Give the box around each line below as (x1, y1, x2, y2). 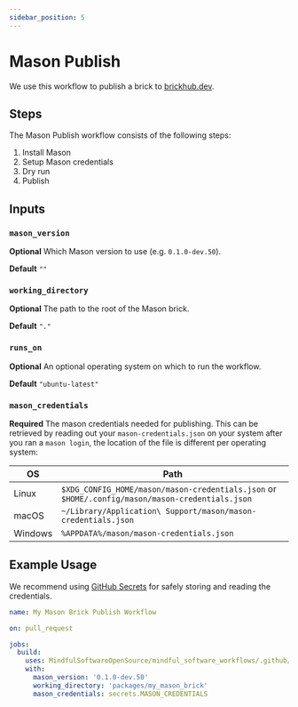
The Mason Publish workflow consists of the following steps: (9, 130, 231, 141)
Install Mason (21, 148, 72, 158)
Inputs (9, 201, 46, 216)
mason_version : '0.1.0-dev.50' (32, 673, 149, 682)
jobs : (9, 639, 29, 649)
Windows (13, 526, 53, 539)
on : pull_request (9, 623, 74, 632)
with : (25, 664, 46, 674)
